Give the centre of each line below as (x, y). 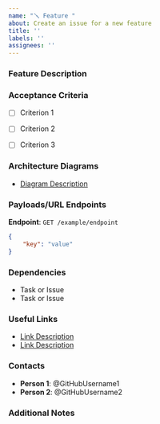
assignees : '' (32, 46)
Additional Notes (42, 413)
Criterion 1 (37, 112)
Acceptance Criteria (48, 95)
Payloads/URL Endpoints (57, 204)
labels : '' (26, 38)
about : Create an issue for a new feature (80, 23)
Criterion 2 (38, 128)
